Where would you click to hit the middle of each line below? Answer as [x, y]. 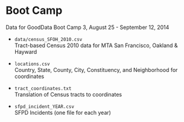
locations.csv [32, 64]
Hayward [26, 51]
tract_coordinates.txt [43, 88]
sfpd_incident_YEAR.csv [44, 106]
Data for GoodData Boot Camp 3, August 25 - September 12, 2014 [87, 27]
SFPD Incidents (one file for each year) [62, 112]
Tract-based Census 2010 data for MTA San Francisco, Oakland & [96, 45]
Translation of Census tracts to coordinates [68, 94]
